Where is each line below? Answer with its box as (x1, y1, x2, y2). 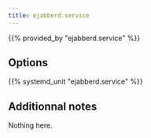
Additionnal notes (8, 99, 98, 113)
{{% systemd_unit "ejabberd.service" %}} (8, 76, 143, 87)
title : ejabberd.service (8, 11, 90, 20)
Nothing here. (8, 121, 53, 130)
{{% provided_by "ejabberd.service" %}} (8, 33, 140, 43)
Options (8, 56, 49, 69)
